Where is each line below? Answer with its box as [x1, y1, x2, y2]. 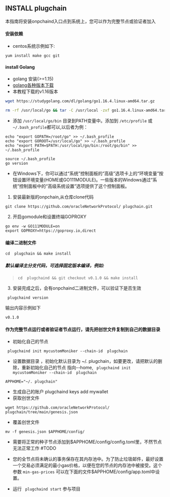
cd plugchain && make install [5, 251, 71, 256]
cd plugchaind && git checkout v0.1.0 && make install [17, 275, 138, 281]
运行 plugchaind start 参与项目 [12, 486, 81, 492]
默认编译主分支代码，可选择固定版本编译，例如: [5, 262, 105, 268]
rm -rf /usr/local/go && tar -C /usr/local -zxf [5, 108, 110, 113]
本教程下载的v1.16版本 [12, 88, 58, 95]
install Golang [5, 64, 35, 70]
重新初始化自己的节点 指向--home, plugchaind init [21, 364, 131, 370]
